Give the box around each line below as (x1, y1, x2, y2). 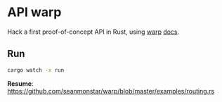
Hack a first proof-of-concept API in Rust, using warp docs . (7, 27, 180, 36)
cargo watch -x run (7, 66, 65, 74)
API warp (7, 4, 62, 20)
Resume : (7, 79, 34, 88)
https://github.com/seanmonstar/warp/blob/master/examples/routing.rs (7, 87, 215, 95)
